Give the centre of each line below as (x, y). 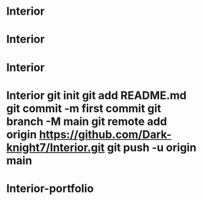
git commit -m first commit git (84, 108)
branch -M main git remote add (87, 121)
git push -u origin (152, 147)
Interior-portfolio (50, 188)
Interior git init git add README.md (96, 95)
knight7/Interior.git (56, 147)
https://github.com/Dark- (105, 135)
